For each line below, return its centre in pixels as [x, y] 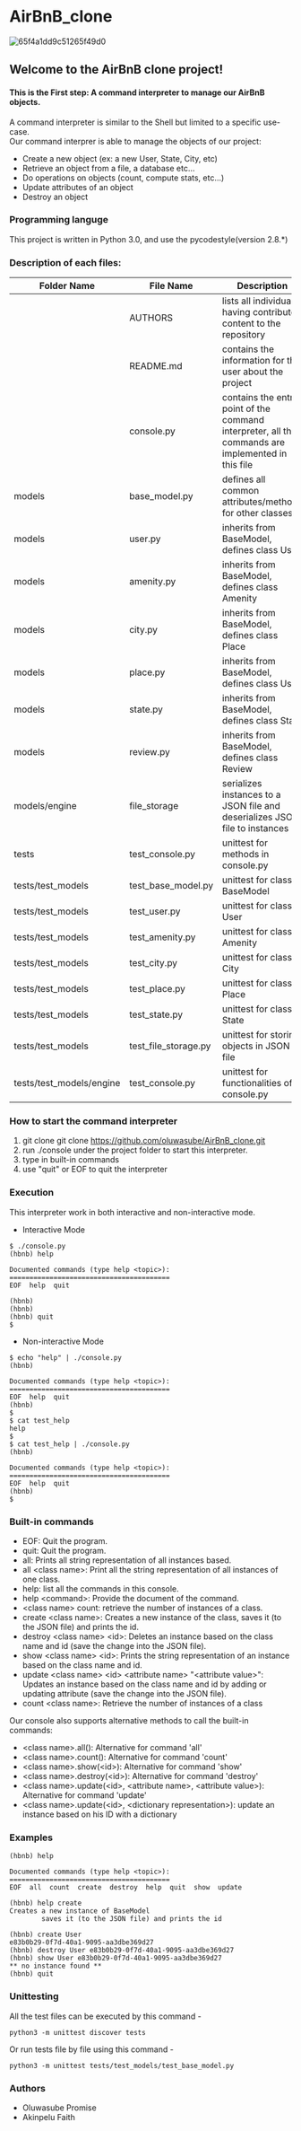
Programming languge [59, 220]
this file [238, 465]
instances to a [252, 794]
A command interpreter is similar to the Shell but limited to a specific [135, 122]
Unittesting [34, 1996]
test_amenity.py [163, 937]
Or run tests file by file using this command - [92, 2049]
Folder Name [67, 286]
